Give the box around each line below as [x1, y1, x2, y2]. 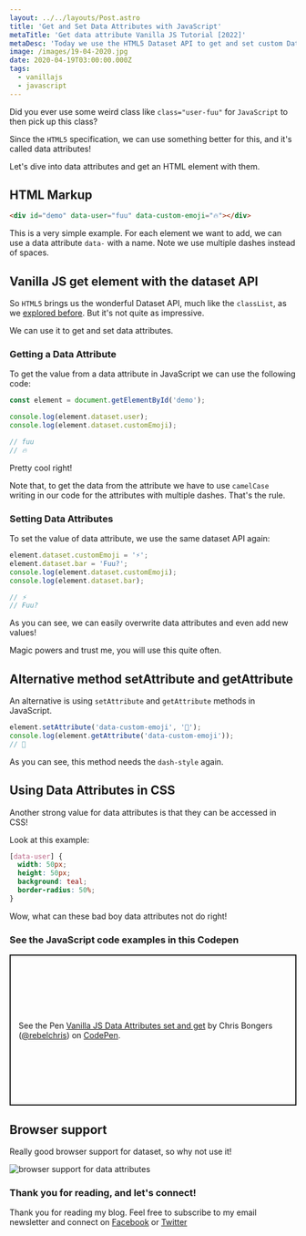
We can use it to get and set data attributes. [9, 325, 174, 336]
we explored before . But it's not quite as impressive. [9, 307, 205, 319]
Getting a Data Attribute [9, 348, 117, 361]
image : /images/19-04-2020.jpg [9, 47, 128, 57]
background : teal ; [17, 877, 88, 887]
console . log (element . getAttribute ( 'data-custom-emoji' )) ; [9, 731, 234, 741]
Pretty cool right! [9, 462, 73, 473]
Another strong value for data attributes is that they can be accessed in [9, 807, 277, 818]
